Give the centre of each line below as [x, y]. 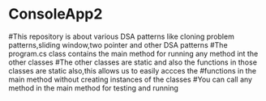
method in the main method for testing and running [93, 88]
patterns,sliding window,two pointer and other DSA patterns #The [118, 44]
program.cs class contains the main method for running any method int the [133, 53]
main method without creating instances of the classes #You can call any [131, 79]
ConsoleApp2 [56, 14]
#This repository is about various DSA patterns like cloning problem [122, 36]
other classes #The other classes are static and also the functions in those [133, 62]
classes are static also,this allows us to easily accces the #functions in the [133, 70]
